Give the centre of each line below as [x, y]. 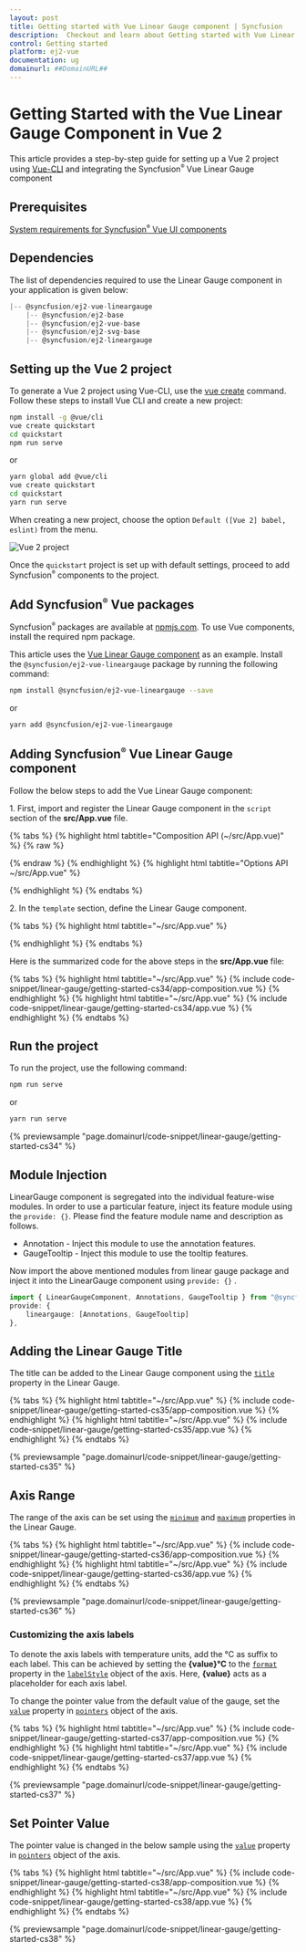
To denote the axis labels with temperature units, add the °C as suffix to [143, 1655]
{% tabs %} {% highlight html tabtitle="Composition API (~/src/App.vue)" [147, 835]
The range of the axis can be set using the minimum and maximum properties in [153, 1518]
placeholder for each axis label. [68, 1684]
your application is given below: [69, 289]
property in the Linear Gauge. [65, 1383]
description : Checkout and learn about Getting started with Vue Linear [153, 35]
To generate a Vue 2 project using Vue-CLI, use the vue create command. [148, 391]
